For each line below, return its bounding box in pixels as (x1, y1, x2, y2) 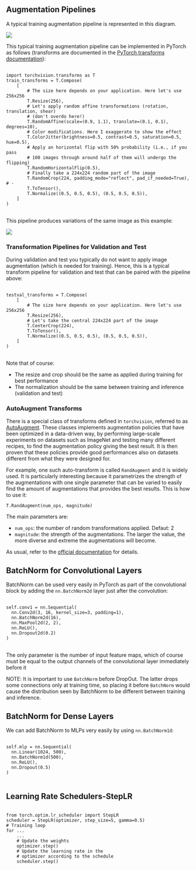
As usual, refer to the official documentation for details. (6, 549, 139, 556)
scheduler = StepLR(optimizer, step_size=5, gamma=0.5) (6, 817, 145, 823)
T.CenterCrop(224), (27, 323, 75, 329)
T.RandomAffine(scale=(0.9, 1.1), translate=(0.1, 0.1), (27, 119, 169, 125)
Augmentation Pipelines (6, 5, 96, 15)
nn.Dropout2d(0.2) (11, 630, 57, 636)
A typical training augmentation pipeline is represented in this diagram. (6, 20, 177, 27)
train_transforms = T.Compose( (6, 78, 82, 83)
